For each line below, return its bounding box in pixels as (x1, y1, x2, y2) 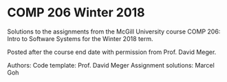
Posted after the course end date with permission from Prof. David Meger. (7, 48, 217, 56)
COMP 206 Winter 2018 (7, 5, 146, 20)
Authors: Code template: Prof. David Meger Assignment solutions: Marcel (7, 61, 215, 69)
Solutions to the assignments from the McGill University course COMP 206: (7, 27, 221, 36)
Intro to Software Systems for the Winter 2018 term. (7, 34, 153, 42)
